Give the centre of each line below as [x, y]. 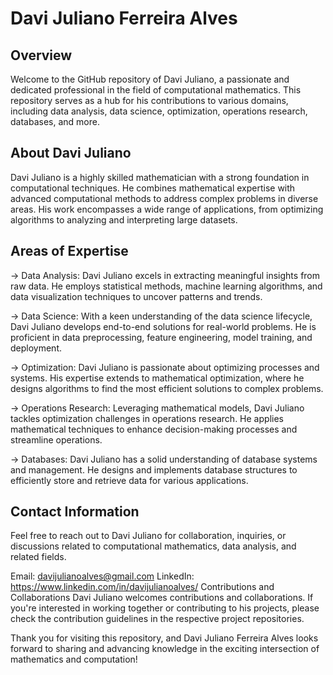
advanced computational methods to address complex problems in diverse [164, 198]
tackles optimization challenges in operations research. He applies [147, 418]
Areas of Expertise [69, 251]
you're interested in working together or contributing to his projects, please [165, 608]
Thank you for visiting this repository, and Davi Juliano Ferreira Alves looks [164, 638]
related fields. [38, 557]
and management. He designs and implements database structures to [154, 469]
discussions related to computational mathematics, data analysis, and [153, 546]
